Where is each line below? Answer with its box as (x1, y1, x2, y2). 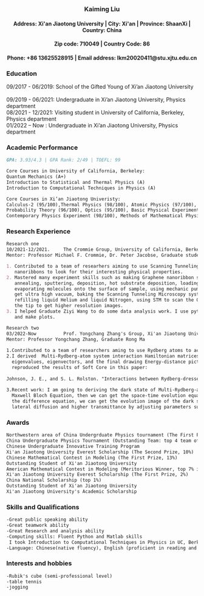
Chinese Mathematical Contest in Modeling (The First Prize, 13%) (6, 455, 178, 461)
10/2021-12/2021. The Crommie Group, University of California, (6, 246, 183, 253)
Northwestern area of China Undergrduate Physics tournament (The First (6, 432, 194, 438)
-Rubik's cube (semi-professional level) (6, 573, 113, 579)
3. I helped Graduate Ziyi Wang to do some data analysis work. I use (6, 308, 189, 314)
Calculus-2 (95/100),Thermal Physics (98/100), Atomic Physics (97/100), (6, 201, 197, 208)
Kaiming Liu (84, 5, 120, 13)
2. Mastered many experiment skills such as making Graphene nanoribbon (6, 274, 194, 280)
